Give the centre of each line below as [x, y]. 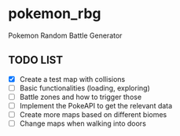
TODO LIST [36, 60]
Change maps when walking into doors [83, 123]
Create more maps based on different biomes [93, 114]
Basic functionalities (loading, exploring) [85, 88]
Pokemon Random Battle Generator [65, 35]
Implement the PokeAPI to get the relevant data [96, 105]
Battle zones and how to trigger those [81, 97]
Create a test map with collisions [72, 79]
